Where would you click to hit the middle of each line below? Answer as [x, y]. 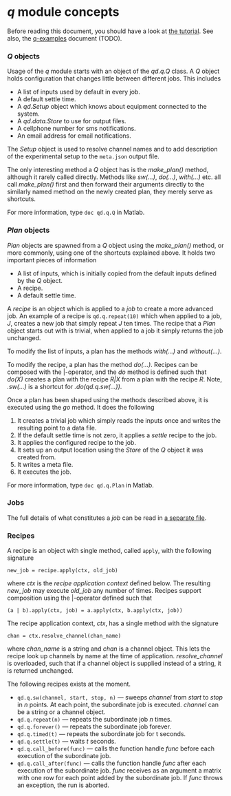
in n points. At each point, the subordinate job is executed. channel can [118, 705]
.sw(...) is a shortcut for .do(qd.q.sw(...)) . [65, 386]
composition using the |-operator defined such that [80, 598]
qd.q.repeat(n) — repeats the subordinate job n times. [95, 720]
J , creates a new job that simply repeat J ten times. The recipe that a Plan [111, 323]
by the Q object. [40, 280]
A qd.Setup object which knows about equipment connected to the [112, 107]
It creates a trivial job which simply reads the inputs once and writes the [119, 420]
